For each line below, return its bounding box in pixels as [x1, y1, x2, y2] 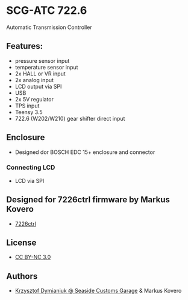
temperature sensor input [14, 63, 78, 71]
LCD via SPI [14, 177, 45, 184]
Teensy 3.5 [14, 108, 43, 115]
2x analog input [14, 76, 54, 83]
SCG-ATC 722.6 [6, 4, 87, 18]
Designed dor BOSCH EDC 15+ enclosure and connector [14, 148, 155, 156]
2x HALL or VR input [14, 70, 66, 77]
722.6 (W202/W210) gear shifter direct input [14, 115, 125, 122]
